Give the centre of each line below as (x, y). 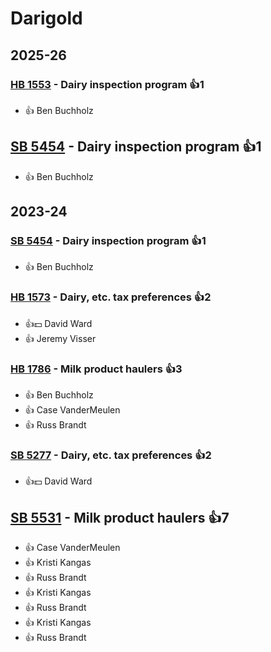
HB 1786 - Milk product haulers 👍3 (96, 369)
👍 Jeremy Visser (60, 338)
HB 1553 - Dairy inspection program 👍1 (107, 84)
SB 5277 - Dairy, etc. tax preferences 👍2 (111, 455)
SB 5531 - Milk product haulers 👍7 (120, 517)
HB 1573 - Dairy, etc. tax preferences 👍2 (111, 297)
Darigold (46, 18)
